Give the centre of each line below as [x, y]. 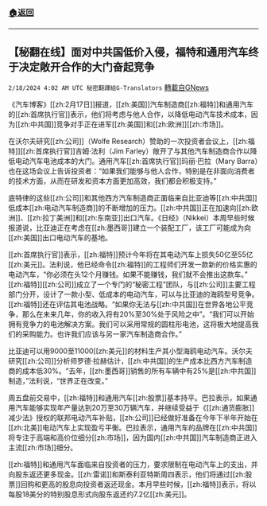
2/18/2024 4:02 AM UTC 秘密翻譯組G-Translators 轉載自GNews [108, 88]
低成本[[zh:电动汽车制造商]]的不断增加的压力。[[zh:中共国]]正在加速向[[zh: [130, 208]
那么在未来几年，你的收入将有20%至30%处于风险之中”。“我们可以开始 [138, 314]
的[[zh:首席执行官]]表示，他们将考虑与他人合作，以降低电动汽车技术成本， [130, 115]
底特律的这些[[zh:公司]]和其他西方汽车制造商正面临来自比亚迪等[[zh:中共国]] [133, 198]
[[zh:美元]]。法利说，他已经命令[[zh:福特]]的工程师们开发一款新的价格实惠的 [133, 265]
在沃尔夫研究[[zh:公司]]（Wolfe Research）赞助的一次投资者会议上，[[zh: [128, 142]
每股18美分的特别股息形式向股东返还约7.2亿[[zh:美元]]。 [100, 494]
